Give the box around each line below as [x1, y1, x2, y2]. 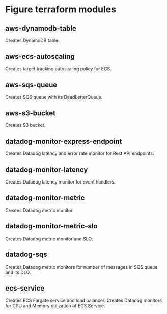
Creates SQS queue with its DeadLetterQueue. [5, 94, 103, 100]
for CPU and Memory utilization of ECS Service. [5, 303, 105, 309]
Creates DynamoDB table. [5, 37, 60, 43]
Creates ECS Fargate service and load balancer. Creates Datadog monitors [5, 297, 162, 304]
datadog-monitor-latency [5, 165, 88, 174]
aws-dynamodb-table [5, 24, 76, 33]
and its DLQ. [5, 269, 31, 275]
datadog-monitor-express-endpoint [5, 137, 122, 146]
